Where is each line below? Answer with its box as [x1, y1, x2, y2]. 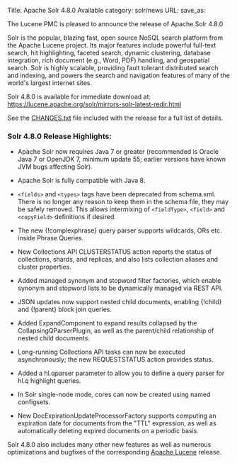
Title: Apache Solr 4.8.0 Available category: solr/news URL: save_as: [7, 6, 206, 14]
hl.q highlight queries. [17, 376, 81, 385]
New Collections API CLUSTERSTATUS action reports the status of [17, 247, 212, 256]
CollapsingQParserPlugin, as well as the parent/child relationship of [17, 326, 214, 335]
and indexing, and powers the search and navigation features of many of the [7, 71, 230, 79]
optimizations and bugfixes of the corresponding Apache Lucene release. [7, 448, 222, 457]
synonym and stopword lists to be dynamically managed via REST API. [17, 284, 223, 293]
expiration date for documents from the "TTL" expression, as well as [17, 419, 217, 428]
